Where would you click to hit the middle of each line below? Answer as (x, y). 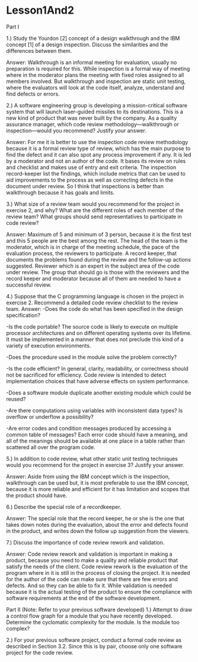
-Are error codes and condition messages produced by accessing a (89, 428)
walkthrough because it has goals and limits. (60, 192)
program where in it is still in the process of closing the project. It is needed (98, 572)
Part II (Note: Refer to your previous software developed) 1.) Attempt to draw (99, 609)
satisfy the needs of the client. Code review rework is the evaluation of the (97, 566)
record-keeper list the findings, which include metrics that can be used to (96, 173)
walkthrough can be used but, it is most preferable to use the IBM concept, (98, 483)
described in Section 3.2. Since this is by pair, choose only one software (94, 646)
